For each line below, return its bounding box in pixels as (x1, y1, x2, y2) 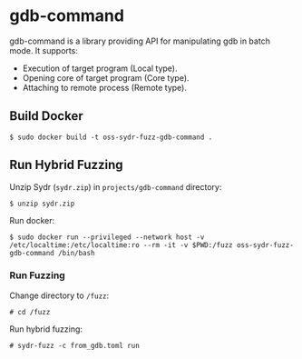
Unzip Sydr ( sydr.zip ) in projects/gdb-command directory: (9, 181, 222, 192)
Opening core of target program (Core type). (22, 72, 190, 83)
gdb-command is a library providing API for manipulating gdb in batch (9, 35, 270, 46)
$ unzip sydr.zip (9, 199, 75, 208)
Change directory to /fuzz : (9, 290, 110, 301)
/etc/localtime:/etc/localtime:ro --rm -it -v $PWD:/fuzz (9, 240, 233, 250)
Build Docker (9, 108, 83, 124)
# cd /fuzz (9, 307, 51, 316)
